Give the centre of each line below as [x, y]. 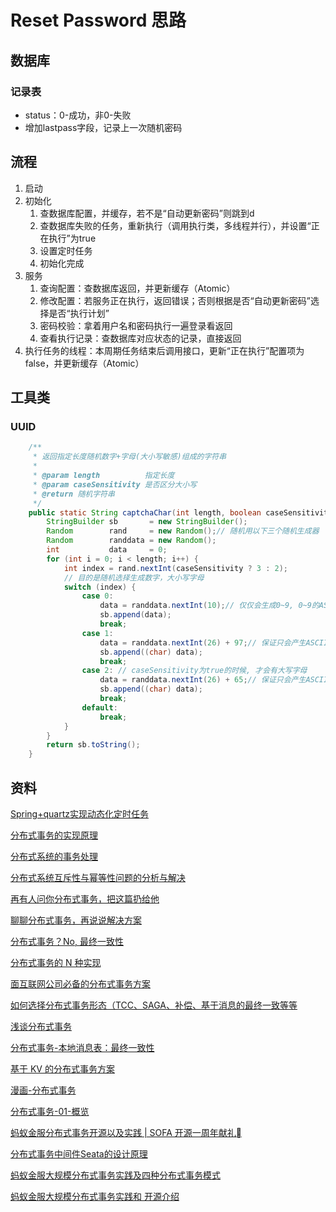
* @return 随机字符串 [73, 494]
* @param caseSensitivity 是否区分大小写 [115, 484]
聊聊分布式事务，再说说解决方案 [76, 920]
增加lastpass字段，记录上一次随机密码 [103, 127]
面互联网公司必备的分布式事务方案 [80, 983]
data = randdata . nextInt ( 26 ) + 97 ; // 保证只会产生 [203, 642]
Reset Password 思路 [98, 20]
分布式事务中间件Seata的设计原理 [79, 1153]
